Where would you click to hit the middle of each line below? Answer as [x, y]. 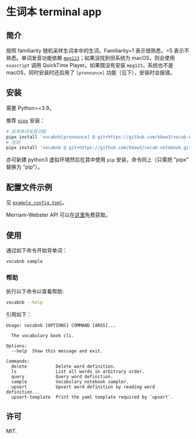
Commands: [18, 361]
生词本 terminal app [54, 12]
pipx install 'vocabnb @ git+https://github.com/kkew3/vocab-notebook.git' [100, 148]
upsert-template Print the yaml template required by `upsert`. [92, 397]
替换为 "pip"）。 [24, 167]
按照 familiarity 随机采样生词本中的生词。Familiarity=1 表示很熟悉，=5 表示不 [98, 51]
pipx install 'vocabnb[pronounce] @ [50, 137]
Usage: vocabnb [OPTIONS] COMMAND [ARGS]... [61, 325]
